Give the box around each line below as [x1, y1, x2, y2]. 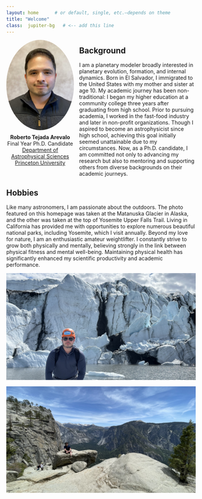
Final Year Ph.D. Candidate [7, 140, 73, 147]
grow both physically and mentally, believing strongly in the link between [6, 242, 186, 249]
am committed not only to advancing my [79, 151, 179, 158]
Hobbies [6, 187, 39, 198]
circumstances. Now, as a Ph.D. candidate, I [79, 144, 188, 152]
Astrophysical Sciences [11, 153, 70, 160]
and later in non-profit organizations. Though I [79, 119, 194, 126]
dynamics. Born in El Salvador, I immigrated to [79, 74, 194, 81]
